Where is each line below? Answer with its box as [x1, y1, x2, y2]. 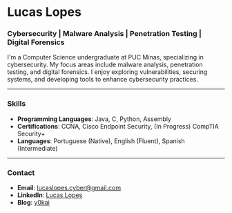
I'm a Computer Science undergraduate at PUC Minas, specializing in [7, 53, 204, 62]
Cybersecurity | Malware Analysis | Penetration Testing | [7, 29, 202, 39]
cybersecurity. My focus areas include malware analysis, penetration [7, 60, 203, 69]
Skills [7, 99, 26, 109]
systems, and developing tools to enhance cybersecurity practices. [7, 75, 199, 84]
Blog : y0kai [17, 198, 50, 207]
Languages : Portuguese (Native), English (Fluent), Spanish [17, 136, 185, 145]
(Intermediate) [17, 144, 58, 152]
